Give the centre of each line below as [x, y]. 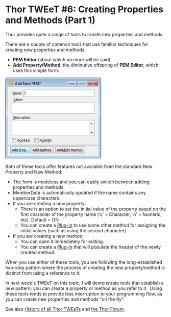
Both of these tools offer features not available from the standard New [79, 166]
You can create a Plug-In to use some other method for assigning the [93, 225]
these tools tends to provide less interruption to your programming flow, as [84, 294]
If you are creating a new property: [49, 203]
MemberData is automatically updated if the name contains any [79, 192]
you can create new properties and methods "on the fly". [65, 299]
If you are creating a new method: [48, 236]
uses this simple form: [36, 70]
